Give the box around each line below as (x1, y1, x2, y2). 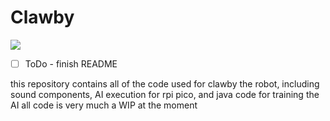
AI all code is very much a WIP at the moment (10, 99, 198, 111)
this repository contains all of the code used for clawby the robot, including (10, 78, 320, 90)
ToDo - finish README (24, 57, 118, 70)
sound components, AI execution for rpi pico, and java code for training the (10, 89, 320, 100)
